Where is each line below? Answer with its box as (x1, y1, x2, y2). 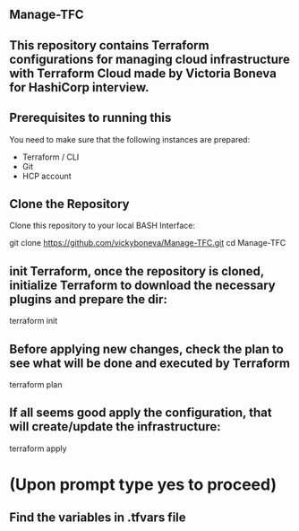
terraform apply (9, 443, 67, 454)
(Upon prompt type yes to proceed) (9, 474, 278, 495)
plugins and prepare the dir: (9, 292, 167, 307)
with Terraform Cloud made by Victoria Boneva (9, 65, 278, 81)
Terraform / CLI (21, 152, 80, 162)
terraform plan (9, 379, 63, 390)
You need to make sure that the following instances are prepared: (9, 134, 251, 144)
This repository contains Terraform (9, 38, 209, 53)
